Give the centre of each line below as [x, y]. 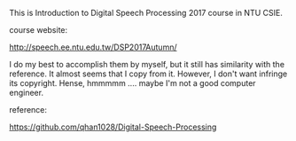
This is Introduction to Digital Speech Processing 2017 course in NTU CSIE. [146, 13]
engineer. [27, 93]
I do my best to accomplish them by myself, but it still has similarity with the [147, 64]
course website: [39, 30]
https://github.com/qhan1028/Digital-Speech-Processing [113, 127]
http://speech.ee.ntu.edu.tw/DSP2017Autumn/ [93, 47]
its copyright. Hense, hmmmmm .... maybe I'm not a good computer [132, 83]
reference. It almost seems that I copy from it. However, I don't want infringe [148, 74]
